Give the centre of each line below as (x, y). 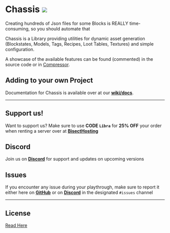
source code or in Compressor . (37, 64)
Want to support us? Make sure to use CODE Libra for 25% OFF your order (83, 126)
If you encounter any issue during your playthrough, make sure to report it (82, 187)
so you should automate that (60, 28)
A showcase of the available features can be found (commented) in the (79, 59)
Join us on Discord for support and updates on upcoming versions (75, 159)
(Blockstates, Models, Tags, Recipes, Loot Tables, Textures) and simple (79, 44)
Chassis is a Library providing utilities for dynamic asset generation (75, 38)
